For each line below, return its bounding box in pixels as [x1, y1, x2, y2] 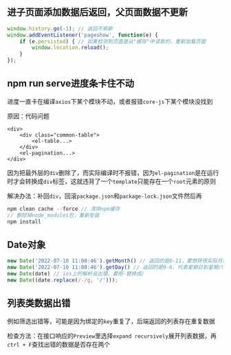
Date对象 [7, 239, 46, 251]
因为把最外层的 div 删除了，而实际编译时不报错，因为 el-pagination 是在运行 [7, 168, 219, 176]
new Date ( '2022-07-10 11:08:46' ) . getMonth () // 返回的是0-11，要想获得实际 [7, 257, 218, 264]
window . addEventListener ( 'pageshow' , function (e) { [7, 32, 158, 38]
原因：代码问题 [7, 112, 49, 120]
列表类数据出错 [7, 297, 71, 309]
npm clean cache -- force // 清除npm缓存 [7, 205, 120, 212]
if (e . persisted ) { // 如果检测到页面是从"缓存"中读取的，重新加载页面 [19, 38, 206, 45]
